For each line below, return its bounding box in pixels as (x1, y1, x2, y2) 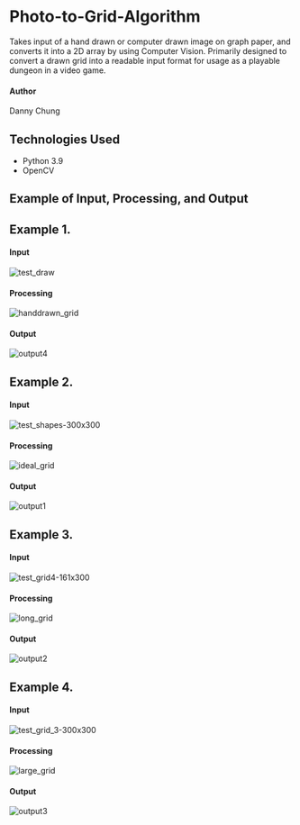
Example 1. (9, 222, 71, 237)
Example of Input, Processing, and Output (9, 191, 249, 206)
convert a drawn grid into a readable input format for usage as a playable (9, 55, 281, 66)
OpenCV (22, 165, 55, 176)
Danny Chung (9, 105, 60, 116)
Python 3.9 (22, 155, 64, 166)
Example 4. (9, 679, 74, 694)
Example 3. (9, 527, 74, 542)
